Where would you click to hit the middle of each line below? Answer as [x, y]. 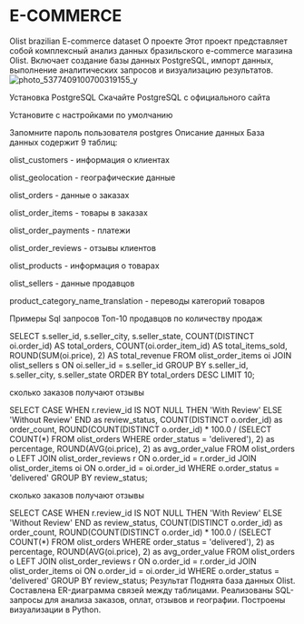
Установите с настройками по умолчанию [91, 115]
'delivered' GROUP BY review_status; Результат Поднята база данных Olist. [152, 580]
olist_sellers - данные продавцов [72, 283]
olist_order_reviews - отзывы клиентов [83, 247]
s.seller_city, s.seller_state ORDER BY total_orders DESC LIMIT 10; [132, 375]
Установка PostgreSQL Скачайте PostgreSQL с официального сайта [140, 97]
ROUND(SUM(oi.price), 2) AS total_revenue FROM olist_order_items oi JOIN [151, 355]
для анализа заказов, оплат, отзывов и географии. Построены [165, 599]
